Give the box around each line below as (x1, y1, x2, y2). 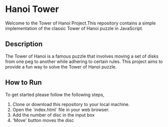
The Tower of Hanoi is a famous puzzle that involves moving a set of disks (5, 53, 159, 59)
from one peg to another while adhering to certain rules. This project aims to (5, 58, 163, 64)
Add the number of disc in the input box (12, 111, 95, 118)
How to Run (5, 78, 42, 87)
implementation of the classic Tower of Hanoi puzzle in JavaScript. (5, 25, 143, 31)
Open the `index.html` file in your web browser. (12, 106, 109, 112)
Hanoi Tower (5, 3, 59, 15)
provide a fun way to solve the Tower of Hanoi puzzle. (5, 63, 117, 69)
